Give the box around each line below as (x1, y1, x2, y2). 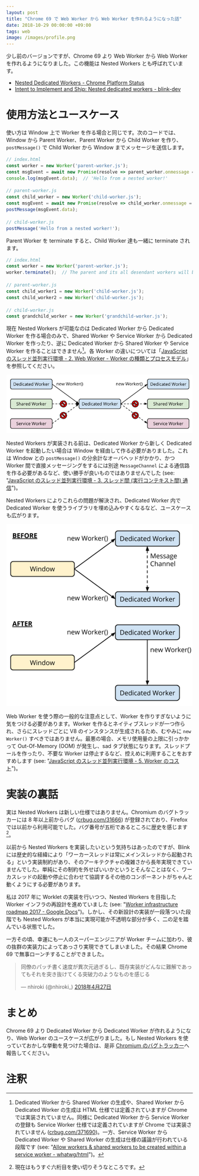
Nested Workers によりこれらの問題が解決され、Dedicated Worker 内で (6, 496, 181, 504)
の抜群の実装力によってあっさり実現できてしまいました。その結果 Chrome (6, 943, 188, 951)
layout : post (6, 10, 38, 15)
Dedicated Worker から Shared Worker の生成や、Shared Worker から (14, 1099, 185, 1106)
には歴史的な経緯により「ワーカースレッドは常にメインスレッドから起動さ (6, 851, 188, 859)
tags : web (6, 29, 31, 34)
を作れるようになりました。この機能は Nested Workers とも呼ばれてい (6, 60, 178, 67)
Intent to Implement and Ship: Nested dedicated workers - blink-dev (14, 86, 181, 93)
